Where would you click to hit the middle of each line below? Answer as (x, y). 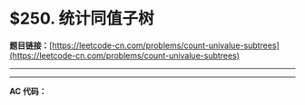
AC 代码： (28, 91)
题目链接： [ (31, 45)
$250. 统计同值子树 (82, 19)
